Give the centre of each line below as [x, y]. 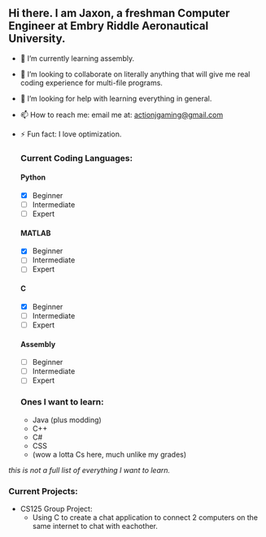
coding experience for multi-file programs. [91, 82]
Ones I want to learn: [62, 402]
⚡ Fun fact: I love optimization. [71, 134]
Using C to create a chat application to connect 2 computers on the [145, 517]
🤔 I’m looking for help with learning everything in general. [116, 98]
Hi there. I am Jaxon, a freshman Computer [119, 13]
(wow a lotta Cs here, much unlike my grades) [109, 454]
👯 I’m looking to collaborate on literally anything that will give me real [135, 74]
